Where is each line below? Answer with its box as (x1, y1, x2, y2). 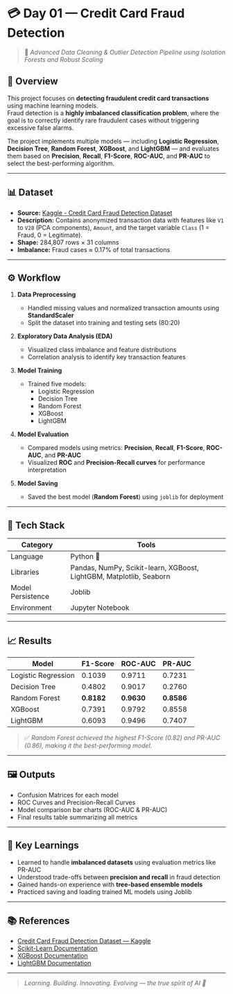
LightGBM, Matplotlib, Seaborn (70, 572, 171, 581)
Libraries (10, 568, 40, 577)
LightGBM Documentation (17, 959, 92, 968)
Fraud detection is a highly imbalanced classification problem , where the (7, 108, 220, 117)
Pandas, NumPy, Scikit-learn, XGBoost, (70, 563, 199, 573)
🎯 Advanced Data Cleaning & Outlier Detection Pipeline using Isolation (24, 48, 226, 56)
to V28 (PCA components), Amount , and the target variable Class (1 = (17, 223, 210, 231)
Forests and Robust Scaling (24, 55, 103, 63)
